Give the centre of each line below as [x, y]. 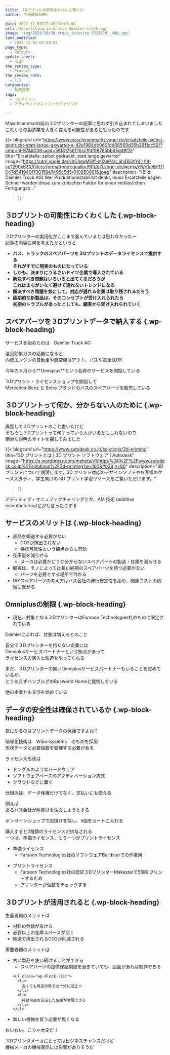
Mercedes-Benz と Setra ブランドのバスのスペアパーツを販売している [78, 388]
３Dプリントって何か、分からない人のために [74, 405]
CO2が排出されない [40, 542]
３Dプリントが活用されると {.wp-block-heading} [82, 902]
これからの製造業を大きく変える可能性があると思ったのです [67, 130]
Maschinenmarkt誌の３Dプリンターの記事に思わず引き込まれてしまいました [84, 123]
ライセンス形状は [23, 759]
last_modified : [21, 38]
